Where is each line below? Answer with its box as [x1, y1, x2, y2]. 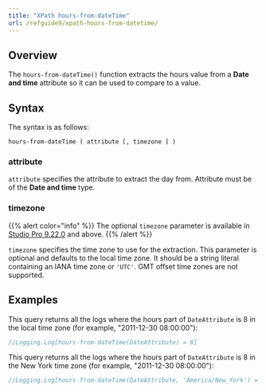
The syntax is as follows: [8, 123, 89, 132]
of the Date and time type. [8, 182, 96, 192]
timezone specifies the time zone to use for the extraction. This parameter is [8, 245, 257, 254]
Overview [8, 49, 58, 62]
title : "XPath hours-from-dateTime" [8, 11, 130, 20]
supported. [8, 270, 45, 280]
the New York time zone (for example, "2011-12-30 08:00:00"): [8, 361, 214, 370]
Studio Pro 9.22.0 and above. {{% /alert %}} [8, 229, 153, 239]
